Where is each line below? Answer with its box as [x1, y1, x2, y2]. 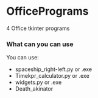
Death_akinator [15, 85, 54, 92]
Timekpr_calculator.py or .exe [15, 72, 89, 80]
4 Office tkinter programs [6, 24, 70, 32]
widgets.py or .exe [15, 78, 62, 86]
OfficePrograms [6, 4, 89, 18]
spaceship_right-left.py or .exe [15, 66, 93, 73]
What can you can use [6, 40, 74, 48]
